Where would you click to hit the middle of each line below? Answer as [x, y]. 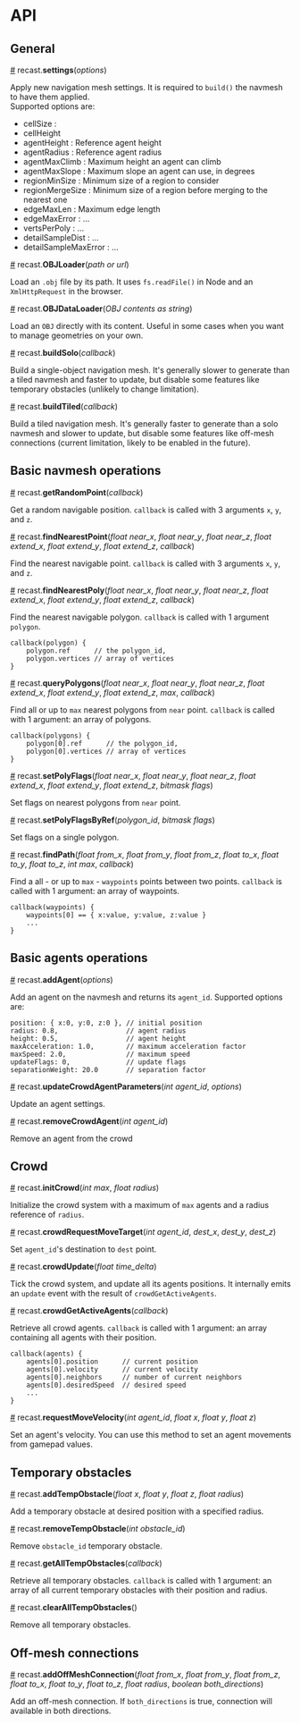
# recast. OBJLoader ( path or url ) [70, 264]
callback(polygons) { [50, 735]
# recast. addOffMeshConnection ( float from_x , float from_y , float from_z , [145, 1675]
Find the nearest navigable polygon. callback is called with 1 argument [140, 617]
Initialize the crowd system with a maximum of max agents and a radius [140, 1205]
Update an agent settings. [58, 1103]
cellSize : [40, 123]
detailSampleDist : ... [61, 237]
